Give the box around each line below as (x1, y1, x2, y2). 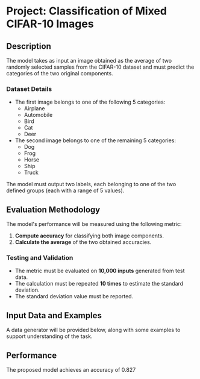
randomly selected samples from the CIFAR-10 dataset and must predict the (6, 63, 195, 70)
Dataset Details (6, 84, 52, 93)
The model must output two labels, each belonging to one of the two (6, 181, 177, 188)
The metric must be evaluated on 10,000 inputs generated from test (14, 267, 185, 275)
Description (6, 41, 51, 51)
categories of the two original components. (6, 70, 113, 77)
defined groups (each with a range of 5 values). (6, 187, 125, 194)
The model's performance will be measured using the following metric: (6, 221, 182, 228)
